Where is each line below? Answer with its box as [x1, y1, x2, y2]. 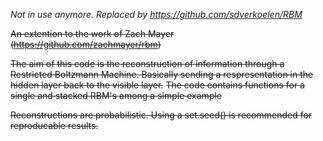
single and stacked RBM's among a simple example [10, 90, 223, 101]
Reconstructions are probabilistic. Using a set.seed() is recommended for [10, 109, 313, 121]
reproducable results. [10, 120, 99, 131]
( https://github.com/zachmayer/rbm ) [10, 39, 162, 50]
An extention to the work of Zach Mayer [10, 28, 175, 39]
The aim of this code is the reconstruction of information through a [10, 58, 285, 69]
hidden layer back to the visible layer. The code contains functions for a [10, 79, 305, 91]
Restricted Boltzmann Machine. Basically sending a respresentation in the [10, 69, 314, 80]
